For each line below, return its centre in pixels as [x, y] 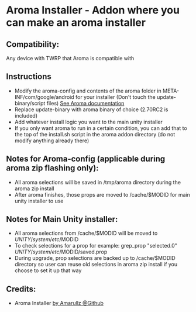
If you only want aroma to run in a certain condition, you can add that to [101, 128]
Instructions [29, 77]
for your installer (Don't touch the [116, 97]
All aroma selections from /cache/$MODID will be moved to [86, 233]
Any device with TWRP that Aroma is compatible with [70, 58]
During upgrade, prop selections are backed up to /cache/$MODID [95, 258]
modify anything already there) [52, 140]
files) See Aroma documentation [85, 103]
